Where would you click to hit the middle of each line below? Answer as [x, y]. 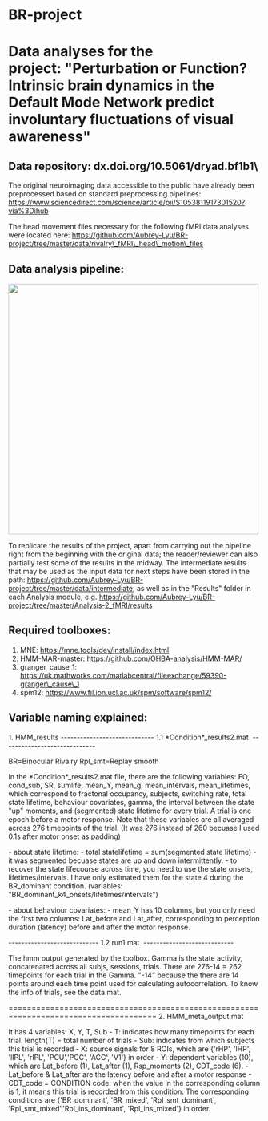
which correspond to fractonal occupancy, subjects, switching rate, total [128, 793]
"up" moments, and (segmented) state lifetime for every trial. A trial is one [130, 811]
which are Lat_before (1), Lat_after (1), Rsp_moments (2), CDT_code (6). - [129, 1066]
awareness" [50, 137]
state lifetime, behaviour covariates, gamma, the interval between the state [131, 802]
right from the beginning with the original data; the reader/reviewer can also [133, 554]
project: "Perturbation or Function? [128, 69]
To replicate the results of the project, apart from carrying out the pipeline [130, 546]
